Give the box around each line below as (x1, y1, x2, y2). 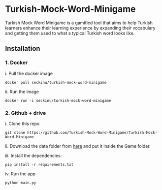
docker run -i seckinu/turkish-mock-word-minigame (5, 98, 111, 103)
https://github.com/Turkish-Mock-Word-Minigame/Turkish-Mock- (27, 130, 158, 135)
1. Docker (5, 59, 28, 66)
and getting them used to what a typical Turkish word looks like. (5, 30, 135, 36)
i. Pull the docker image (5, 70, 53, 76)
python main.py (5, 180, 36, 185)
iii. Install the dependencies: (5, 153, 62, 158)
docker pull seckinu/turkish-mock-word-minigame (5, 80, 107, 85)
